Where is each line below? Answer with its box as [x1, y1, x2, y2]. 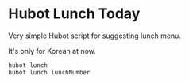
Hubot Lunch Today [8, 5, 141, 23]
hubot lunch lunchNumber [8, 68, 91, 76]
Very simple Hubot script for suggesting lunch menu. [8, 31, 181, 40]
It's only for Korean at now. [8, 46, 97, 55]
